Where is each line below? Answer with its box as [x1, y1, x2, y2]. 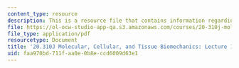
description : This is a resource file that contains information [7, 17, 205, 24]
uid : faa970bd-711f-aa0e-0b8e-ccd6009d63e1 [7, 50, 139, 57]
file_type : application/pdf [7, 30, 91, 38]
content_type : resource [7, 10, 78, 18]
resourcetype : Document [7, 37, 78, 44]
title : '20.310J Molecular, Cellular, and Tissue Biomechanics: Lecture [7, 43, 228, 50]
